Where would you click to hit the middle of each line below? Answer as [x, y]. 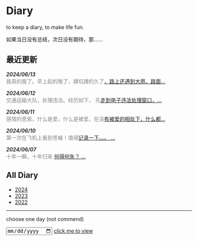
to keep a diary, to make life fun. [45, 27]
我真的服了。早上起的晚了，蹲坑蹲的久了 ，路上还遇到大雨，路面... [86, 81]
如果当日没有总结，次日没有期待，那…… [55, 39]
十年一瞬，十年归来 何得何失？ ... [46, 156]
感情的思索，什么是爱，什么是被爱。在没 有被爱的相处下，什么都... [86, 118]
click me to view [73, 230]
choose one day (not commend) [45, 219]
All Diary [22, 175]
